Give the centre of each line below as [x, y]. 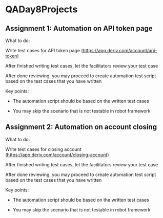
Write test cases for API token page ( [44, 50]
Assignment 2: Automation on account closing [81, 127]
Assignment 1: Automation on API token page [79, 28]
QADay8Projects [42, 9]
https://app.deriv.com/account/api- [120, 50]
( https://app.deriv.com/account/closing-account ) [57, 155]
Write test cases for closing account [44, 149]
